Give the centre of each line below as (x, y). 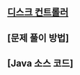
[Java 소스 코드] (40, 64)
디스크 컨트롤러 (38, 12)
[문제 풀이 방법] (38, 37)
